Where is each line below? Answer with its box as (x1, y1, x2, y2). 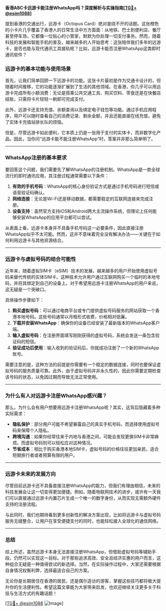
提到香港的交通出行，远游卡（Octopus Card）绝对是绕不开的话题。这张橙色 (5, 21, 159, 26)
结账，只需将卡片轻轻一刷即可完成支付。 (5, 96, 87, 102)
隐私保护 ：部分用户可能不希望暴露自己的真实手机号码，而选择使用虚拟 (12, 421, 156, 427)
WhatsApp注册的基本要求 (5, 154, 67, 161)
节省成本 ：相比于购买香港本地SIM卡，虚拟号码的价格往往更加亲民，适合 (12, 446, 159, 452)
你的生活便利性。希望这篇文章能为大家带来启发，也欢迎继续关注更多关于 (9, 584, 157, 590)
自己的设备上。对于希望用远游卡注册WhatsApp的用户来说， (39, 280, 161, 286)
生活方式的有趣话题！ (13, 590, 57, 596)
